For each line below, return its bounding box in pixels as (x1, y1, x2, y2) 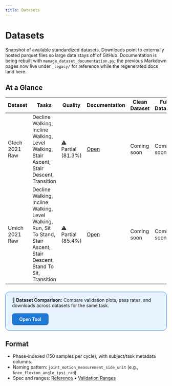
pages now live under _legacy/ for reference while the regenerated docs (5, 63, 159, 69)
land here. (5, 68, 27, 74)
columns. (12, 359, 32, 365)
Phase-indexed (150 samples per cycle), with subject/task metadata (12, 353, 156, 359)
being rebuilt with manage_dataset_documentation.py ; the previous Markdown (5, 57, 167, 64)
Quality (62, 102, 81, 109)
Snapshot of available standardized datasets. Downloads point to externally (5, 47, 165, 53)
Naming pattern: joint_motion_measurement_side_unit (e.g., (12, 364, 139, 370)
